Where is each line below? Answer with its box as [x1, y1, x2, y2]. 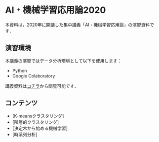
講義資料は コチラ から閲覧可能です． [5, 83, 79, 89]
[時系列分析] [12, 131, 38, 137]
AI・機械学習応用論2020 [5, 4, 106, 16]
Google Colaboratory [12, 72, 55, 79]
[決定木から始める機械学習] [12, 125, 68, 131]
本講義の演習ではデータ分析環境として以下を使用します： [5, 58, 122, 64]
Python [12, 68, 27, 73]
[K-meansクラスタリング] [12, 113, 64, 119]
